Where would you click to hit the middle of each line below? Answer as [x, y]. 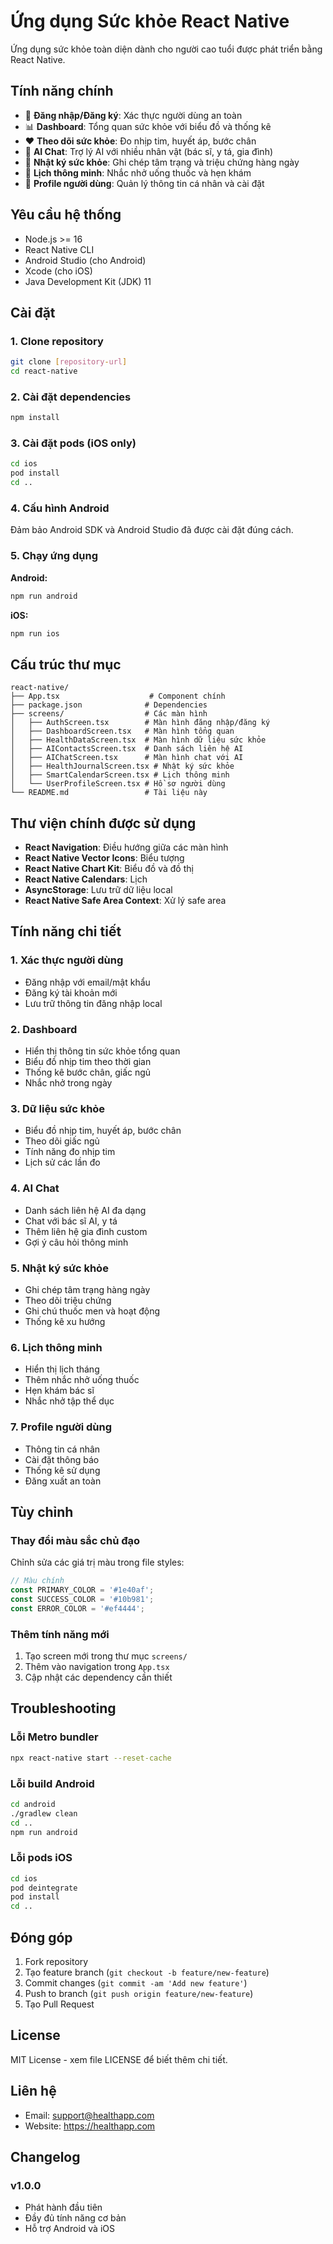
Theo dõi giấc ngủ [62, 1141]
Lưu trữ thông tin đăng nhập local [93, 1003]
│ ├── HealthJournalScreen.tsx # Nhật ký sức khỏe [122, 766]
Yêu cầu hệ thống [66, 215]
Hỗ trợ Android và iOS [69, 2229]
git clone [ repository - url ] [69, 362]
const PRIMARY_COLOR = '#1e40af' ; [82, 1590]
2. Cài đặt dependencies [71, 397]
